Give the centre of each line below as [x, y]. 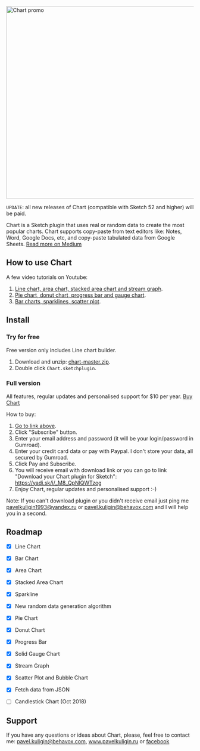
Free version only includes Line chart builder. [61, 350]
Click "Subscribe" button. [46, 432]
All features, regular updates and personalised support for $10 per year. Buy [99, 396]
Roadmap [24, 532]
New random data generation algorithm [63, 606]
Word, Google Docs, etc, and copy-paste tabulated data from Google [91, 238]
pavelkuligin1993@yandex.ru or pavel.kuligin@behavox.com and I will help [97, 507]
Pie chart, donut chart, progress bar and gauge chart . [80, 295]
